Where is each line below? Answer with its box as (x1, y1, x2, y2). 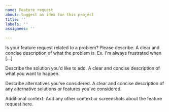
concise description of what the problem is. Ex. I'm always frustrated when (5, 50, 162, 56)
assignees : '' (5, 26, 36, 31)
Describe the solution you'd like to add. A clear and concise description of (5, 65, 160, 71)
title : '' (5, 17, 26, 22)
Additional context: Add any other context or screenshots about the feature (5, 96, 162, 102)
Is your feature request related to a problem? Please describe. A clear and (5, 45, 160, 51)
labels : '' (5, 21, 28, 27)
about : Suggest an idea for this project (5, 12, 94, 17)
